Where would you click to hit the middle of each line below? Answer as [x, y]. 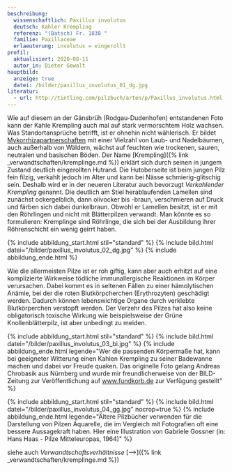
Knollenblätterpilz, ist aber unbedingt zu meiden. [77, 323]
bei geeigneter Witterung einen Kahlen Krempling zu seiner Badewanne [110, 359]
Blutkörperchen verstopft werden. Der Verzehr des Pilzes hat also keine [110, 308]
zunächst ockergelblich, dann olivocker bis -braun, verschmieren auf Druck [116, 199]
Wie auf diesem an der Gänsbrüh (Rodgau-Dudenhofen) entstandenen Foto [115, 118]
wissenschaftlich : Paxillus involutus [70, 20]
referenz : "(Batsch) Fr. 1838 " [61, 33]
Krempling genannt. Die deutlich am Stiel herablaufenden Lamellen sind [110, 192]
